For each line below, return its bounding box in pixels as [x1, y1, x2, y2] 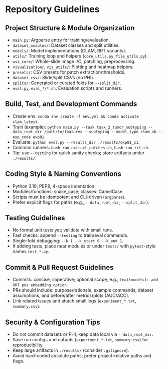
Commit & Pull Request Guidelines [5, 263, 114, 272]
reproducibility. [12, 342, 44, 348]
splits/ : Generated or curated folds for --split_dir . [12, 80, 121, 86]
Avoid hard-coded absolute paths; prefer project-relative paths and [12, 353, 151, 359]
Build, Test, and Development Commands [5, 100, 137, 108]
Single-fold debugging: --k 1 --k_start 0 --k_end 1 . [12, 238, 124, 244]
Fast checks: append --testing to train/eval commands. [12, 232, 129, 238]
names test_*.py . [12, 249, 50, 255]
